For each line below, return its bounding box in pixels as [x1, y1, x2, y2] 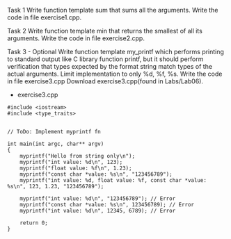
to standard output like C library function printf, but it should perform [7, 55, 204, 63]
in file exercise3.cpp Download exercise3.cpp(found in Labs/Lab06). [7, 77, 204, 85]
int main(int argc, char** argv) [7, 140, 104, 147]
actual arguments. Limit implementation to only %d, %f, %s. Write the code [7, 69, 223, 78]
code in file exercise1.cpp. [7, 13, 82, 22]
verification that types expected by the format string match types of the [7, 63, 213, 70]
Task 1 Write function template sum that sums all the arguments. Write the [7, 6, 218, 14]
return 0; [19, 220, 49, 226]
